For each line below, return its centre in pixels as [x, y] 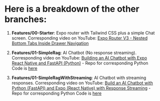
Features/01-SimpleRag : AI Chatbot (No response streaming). [74, 53]
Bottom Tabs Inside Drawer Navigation [50, 43]
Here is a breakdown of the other [72, 9]
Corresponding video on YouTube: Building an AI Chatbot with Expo [79, 58]
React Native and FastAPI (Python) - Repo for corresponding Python [80, 63]
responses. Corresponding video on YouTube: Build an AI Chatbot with [82, 83]
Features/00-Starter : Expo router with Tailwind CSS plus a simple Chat [83, 33]
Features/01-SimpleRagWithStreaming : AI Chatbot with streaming [79, 78]
